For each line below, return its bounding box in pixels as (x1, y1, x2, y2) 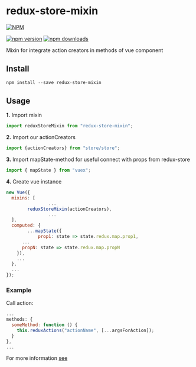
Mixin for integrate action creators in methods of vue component (6, 46, 164, 54)
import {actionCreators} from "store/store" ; (6, 145, 120, 152)
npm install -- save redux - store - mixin (6, 79, 102, 85)
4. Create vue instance (6, 178, 62, 185)
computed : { (11, 223, 41, 228)
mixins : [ (11, 195, 35, 201)
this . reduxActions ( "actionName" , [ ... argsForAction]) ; (17, 327, 155, 333)
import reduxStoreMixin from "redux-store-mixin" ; (6, 123, 133, 129)
